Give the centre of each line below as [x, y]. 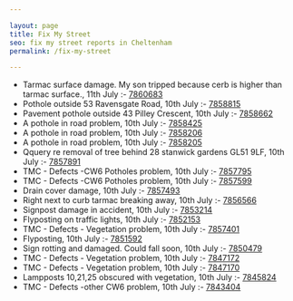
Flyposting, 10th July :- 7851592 [82, 239]
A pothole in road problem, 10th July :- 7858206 [112, 133]
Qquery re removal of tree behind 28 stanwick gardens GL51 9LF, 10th [153, 152]
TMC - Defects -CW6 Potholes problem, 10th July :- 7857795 [137, 171]
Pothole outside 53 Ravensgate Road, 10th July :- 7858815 [132, 104]
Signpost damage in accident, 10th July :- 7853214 [117, 210]
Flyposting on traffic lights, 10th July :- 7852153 [112, 219]
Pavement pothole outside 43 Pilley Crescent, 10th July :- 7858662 [148, 113]
